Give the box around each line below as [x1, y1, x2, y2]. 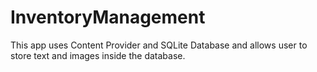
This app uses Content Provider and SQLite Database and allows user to [10, 39, 308, 51]
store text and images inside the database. [10, 49, 186, 61]
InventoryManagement [10, 6, 206, 29]
